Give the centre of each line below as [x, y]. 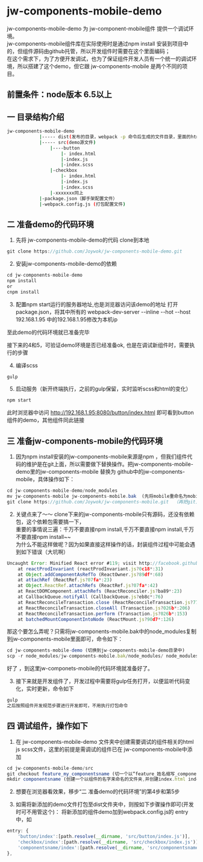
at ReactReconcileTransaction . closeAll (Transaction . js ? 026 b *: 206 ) [104, 608]
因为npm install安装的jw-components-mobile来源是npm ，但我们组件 [101, 457]
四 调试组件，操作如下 [47, 726]
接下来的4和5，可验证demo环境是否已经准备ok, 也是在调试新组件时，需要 [98, 345]
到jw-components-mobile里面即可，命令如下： [65, 639]
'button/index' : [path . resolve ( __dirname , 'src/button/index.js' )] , [104, 837]
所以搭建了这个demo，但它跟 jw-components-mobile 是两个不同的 [100, 66]
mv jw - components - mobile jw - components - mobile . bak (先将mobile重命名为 [97, 496]
